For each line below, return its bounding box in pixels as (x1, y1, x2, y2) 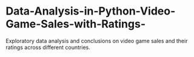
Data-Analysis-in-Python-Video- (5, 4, 176, 18)
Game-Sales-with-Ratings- (5, 17, 146, 31)
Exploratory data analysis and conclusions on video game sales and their (5, 37, 188, 44)
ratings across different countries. (5, 44, 90, 51)
